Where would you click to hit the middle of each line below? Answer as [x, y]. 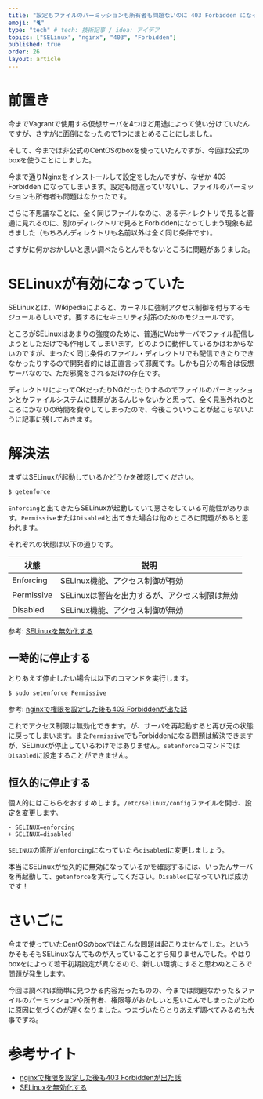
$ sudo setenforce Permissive [58, 693]
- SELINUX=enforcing [42, 828]
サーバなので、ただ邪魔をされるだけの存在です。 [86, 373]
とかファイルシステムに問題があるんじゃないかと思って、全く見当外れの [131, 399]
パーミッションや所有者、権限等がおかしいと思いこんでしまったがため [141, 1000]
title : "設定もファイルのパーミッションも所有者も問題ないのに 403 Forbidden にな [130, 15]
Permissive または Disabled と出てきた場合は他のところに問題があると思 [135, 517]
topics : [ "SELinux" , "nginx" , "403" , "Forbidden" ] [92, 37]
